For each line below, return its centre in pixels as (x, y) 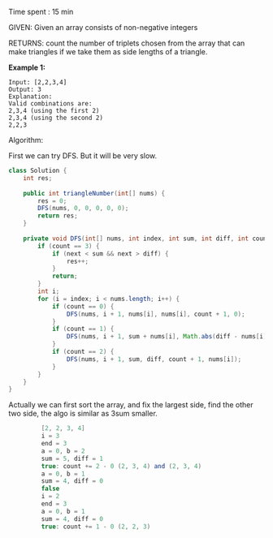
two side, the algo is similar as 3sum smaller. (83, 414)
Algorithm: (26, 140)
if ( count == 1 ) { (83, 329)
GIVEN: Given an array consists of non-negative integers (103, 27)
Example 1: (27, 67)
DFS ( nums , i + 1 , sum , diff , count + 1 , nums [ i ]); (154, 359)
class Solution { (38, 170)
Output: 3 (25, 89)
